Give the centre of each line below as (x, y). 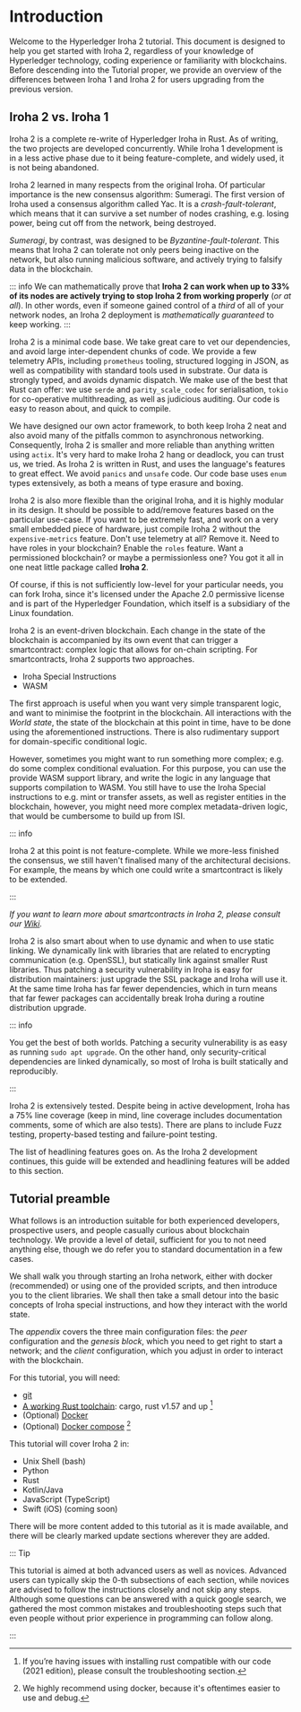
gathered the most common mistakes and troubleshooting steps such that (146, 1608)
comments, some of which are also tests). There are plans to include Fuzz (146, 1125)
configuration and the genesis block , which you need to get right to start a (146, 1341)
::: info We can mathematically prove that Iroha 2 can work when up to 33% (150, 286)
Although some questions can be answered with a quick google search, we (148, 1599)
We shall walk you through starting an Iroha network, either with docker (141, 1276)
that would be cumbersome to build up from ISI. (97, 816)
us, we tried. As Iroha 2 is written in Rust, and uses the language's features (147, 464)
